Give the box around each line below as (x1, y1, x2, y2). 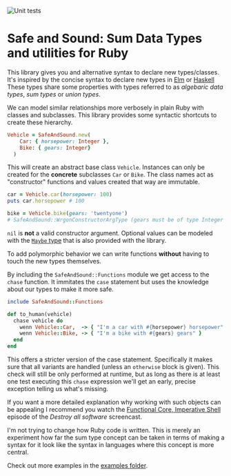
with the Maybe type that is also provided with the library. (7, 236, 167, 244)
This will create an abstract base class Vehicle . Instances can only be (7, 163, 205, 172)
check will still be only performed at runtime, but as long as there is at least (7, 370, 221, 379)
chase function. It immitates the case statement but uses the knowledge (7, 277, 209, 286)
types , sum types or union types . (7, 90, 101, 98)
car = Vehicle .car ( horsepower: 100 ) (7, 191, 112, 198)
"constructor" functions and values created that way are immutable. (7, 178, 200, 186)
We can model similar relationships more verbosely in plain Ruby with (7, 103, 204, 112)
